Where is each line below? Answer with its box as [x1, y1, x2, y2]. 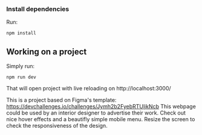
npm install [6, 30, 36, 36]
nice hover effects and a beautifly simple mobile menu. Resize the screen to [6, 116, 195, 123]
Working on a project [6, 46, 87, 57]
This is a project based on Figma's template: [6, 96, 117, 104]
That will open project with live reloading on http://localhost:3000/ [6, 85, 171, 92]
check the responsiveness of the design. [6, 122, 108, 130]
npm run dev [6, 74, 36, 80]
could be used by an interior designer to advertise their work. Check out [6, 109, 186, 116]
